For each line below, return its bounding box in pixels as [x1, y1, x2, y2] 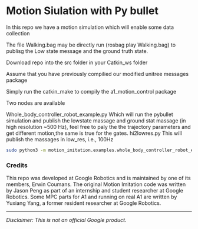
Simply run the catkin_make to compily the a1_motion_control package [6, 88, 177, 95]
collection [6, 29, 30, 36]
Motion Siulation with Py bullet [6, 4, 159, 18]
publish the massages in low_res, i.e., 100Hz [6, 135, 114, 142]
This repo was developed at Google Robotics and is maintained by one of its [6, 175, 191, 182]
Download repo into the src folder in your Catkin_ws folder [6, 59, 148, 66]
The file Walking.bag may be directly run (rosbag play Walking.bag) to [6, 41, 176, 48]
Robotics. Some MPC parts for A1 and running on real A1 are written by [6, 193, 177, 201]
